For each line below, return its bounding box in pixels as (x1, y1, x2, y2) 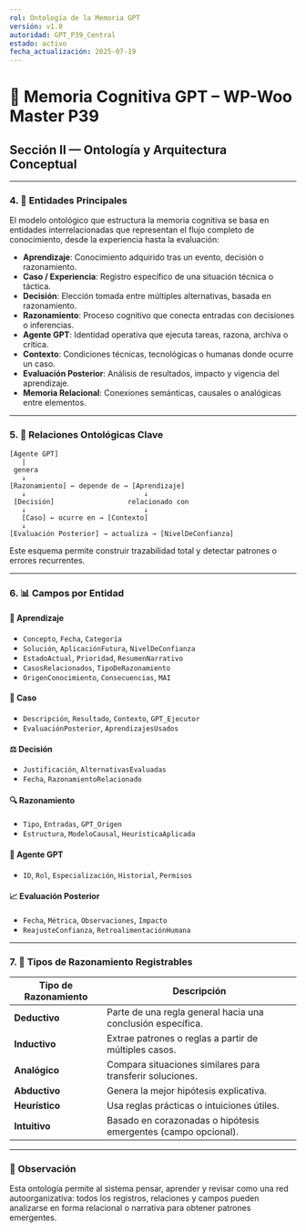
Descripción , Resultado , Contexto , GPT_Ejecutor (22, 713, 200, 724)
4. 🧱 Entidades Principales (9, 194, 127, 207)
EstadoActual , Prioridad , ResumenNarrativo (22, 652, 184, 663)
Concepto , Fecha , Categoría (22, 633, 123, 644)
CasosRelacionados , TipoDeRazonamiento (22, 662, 171, 673)
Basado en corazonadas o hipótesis (106, 1114, 260, 1127)
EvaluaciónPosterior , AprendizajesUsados (22, 722, 179, 734)
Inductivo (14, 1038, 56, 1051)
